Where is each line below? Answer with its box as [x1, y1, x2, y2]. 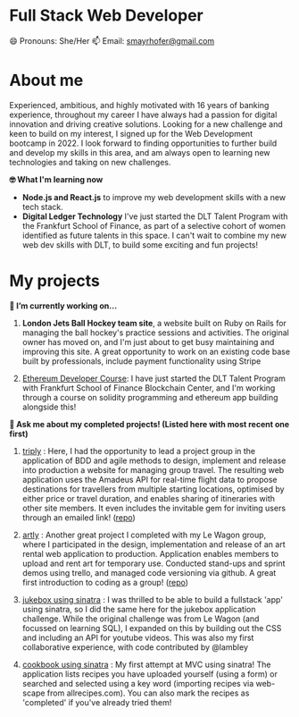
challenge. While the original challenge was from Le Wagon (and [21, 613, 260, 624]
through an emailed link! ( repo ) [21, 511, 136, 523]
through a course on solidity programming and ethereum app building [21, 392, 278, 402]
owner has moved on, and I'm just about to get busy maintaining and [21, 336, 275, 347]
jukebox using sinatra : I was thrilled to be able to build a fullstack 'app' [21, 594, 284, 604]
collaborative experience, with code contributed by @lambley [21, 641, 248, 653]
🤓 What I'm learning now [9, 173, 104, 184]
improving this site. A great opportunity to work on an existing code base [21, 346, 291, 357]
